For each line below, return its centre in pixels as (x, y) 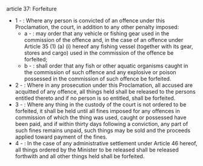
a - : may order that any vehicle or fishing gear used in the (97, 33)
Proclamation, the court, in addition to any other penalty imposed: (97, 27)
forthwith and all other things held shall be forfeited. (80, 156)
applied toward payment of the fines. (61, 137)
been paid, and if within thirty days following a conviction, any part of (101, 124)
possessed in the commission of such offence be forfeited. (98, 79)
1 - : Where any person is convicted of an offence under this (90, 20)
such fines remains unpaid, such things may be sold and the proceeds (103, 130)
